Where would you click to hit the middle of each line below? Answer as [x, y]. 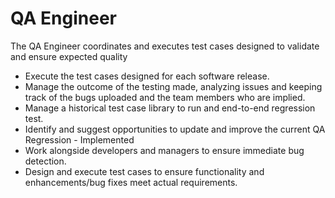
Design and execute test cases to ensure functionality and [144, 171]
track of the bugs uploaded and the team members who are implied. [165, 97]
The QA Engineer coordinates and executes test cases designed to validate [165, 46]
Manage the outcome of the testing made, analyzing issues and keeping [173, 86]
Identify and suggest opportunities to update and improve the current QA [175, 129]
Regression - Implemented [79, 139]
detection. [45, 161]
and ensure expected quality [69, 56]
